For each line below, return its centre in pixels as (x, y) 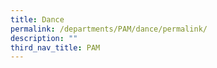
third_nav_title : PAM (55, 47)
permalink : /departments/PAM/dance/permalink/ (109, 29)
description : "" (44, 38)
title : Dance (37, 19)
